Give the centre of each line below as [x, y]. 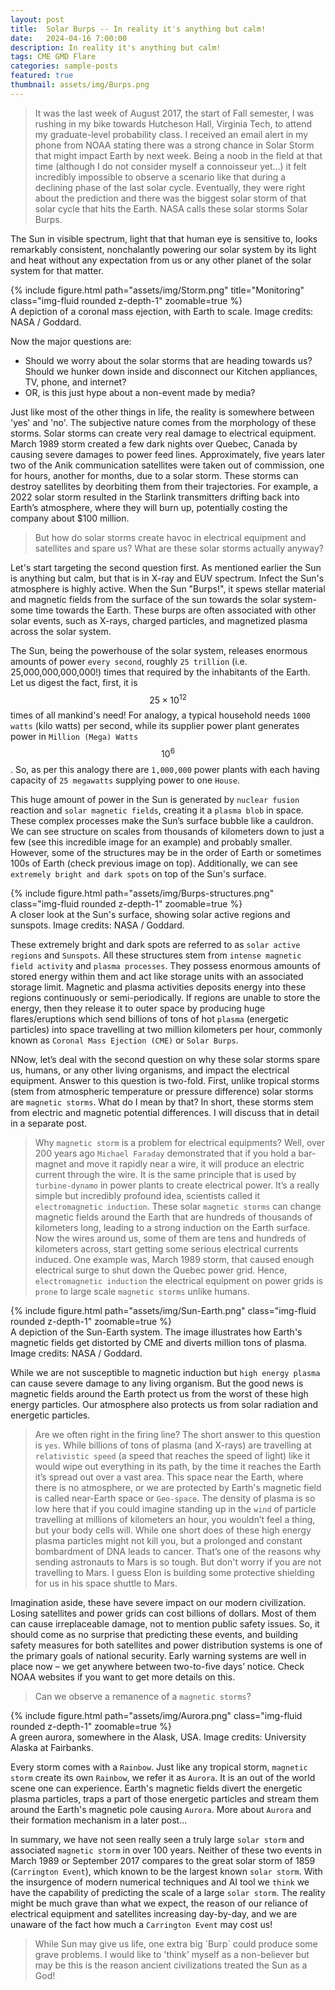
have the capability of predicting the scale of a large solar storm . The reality [168, 1893]
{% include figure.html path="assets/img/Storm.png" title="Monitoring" [157, 290]
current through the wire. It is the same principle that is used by [165, 1175]
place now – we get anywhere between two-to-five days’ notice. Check [157, 1667]
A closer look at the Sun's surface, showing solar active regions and [150, 915]
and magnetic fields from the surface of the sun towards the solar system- [163, 599]
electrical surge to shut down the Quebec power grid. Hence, [161, 1270]
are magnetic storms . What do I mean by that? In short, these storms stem [162, 1102]
